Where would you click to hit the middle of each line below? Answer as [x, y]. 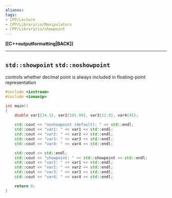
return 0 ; [25, 186]
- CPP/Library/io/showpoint [35, 29]
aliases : [15, 10]
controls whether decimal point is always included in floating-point [76, 77]
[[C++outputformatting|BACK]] [39, 44]
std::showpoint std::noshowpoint [58, 65]
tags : [11, 15]
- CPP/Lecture [20, 19]
